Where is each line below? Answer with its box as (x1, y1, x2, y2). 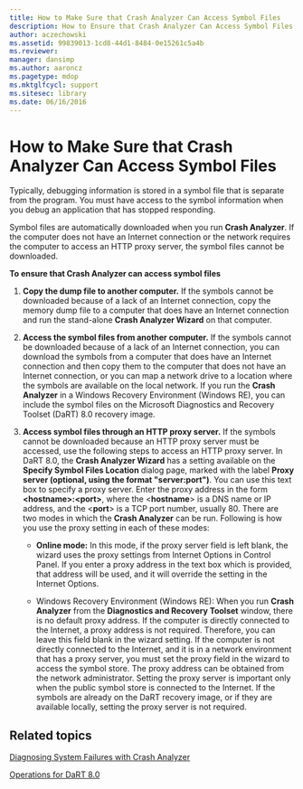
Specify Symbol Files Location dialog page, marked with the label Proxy (22, 465, 295, 475)
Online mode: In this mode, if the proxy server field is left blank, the (35, 540, 289, 551)
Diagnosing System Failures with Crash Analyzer (9, 752, 191, 763)
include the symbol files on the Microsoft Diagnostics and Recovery (22, 399, 275, 410)
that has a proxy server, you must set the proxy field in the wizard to (35, 653, 290, 664)
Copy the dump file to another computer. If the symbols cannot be (22, 286, 274, 296)
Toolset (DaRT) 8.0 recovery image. (22, 409, 156, 420)
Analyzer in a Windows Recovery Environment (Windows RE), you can (22, 390, 286, 400)
